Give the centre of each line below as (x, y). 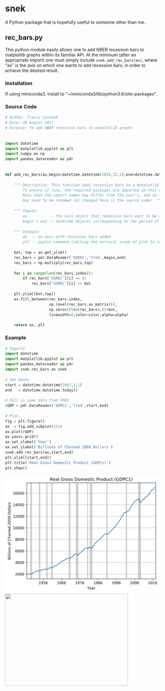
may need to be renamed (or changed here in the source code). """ (93, 201)
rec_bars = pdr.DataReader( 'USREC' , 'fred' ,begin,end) (70, 257)
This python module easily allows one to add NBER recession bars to (75, 49)
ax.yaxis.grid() (22, 437)
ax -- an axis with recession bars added (67, 237)
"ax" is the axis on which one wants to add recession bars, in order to (75, 65)
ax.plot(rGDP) (20, 432)
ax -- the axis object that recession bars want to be (90, 216)
